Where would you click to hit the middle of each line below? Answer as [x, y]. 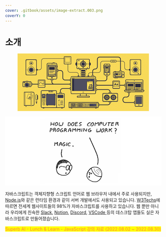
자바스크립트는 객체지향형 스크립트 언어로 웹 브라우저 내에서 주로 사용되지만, [79, 193]
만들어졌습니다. [45, 218]
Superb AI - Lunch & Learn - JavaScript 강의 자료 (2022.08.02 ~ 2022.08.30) [83, 229]
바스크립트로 [17, 218]
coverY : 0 [15, 16]
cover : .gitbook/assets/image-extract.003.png [54, 10]
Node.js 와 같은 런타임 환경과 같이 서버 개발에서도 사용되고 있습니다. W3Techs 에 [83, 200]
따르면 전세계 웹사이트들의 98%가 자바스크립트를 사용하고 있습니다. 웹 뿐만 [77, 206]
